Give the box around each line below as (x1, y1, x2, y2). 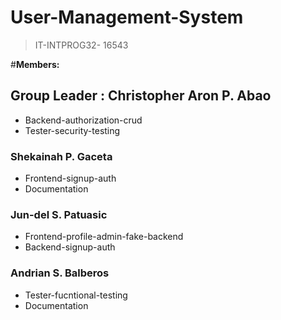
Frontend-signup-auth (24, 172, 117, 185)
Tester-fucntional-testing (24, 289, 128, 301)
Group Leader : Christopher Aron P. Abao (10, 87, 272, 105)
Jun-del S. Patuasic (10, 207, 108, 221)
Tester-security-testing (24, 124, 121, 136)
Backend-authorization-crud (24, 114, 143, 126)
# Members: (10, 58, 60, 70)
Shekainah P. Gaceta (10, 149, 113, 163)
